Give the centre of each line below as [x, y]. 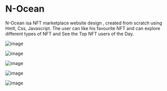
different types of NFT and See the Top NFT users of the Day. [70, 34]
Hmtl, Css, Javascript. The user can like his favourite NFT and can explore [83, 28]
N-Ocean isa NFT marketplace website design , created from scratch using [84, 23]
